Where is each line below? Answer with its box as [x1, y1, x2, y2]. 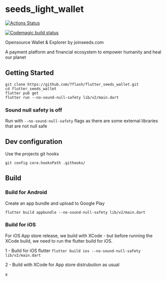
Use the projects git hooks [5, 150, 59, 156]
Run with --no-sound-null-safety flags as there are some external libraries [5, 118, 158, 124]
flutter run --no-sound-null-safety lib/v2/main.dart [5, 95, 119, 100]
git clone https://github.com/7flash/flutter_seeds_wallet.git [5, 82, 139, 87]
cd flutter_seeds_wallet [5, 86, 57, 91]
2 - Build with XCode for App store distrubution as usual [5, 262, 120, 268]
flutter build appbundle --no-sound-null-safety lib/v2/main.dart [5, 210, 146, 215]
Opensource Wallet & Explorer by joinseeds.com [5, 39, 104, 45]
